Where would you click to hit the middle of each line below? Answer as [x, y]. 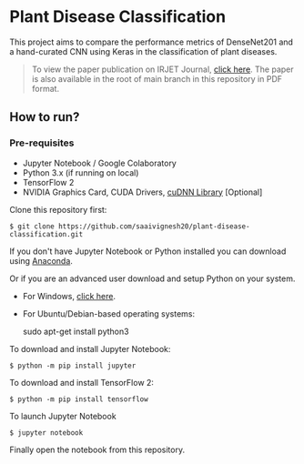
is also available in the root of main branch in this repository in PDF [157, 78]
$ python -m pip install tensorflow [79, 399]
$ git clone [32, 226]
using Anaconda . [41, 260]
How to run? [45, 117]
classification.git [46, 234]
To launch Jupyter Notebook [63, 416]
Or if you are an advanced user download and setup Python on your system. [152, 278]
